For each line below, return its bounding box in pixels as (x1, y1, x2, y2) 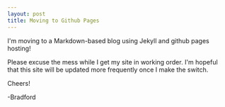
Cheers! (7, 79, 30, 87)
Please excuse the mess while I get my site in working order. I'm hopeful (7, 57, 218, 66)
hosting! (7, 44, 31, 52)
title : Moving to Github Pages (7, 17, 100, 24)
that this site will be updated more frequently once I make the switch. (7, 65, 209, 74)
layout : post (7, 10, 46, 18)
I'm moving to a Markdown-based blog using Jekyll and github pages (7, 36, 210, 45)
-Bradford (7, 93, 37, 101)
